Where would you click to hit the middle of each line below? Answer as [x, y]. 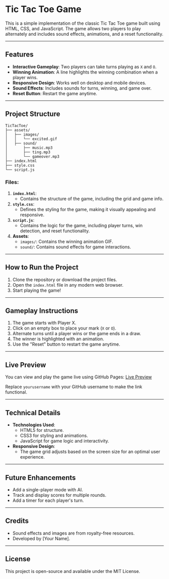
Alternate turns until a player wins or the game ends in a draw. [77, 334]
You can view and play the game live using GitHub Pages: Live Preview [78, 377]
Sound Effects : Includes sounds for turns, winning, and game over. [82, 88]
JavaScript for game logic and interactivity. [65, 441]
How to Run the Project [42, 267]
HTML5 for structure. [42, 430]
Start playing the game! [37, 290]
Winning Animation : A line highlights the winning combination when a [85, 72]
